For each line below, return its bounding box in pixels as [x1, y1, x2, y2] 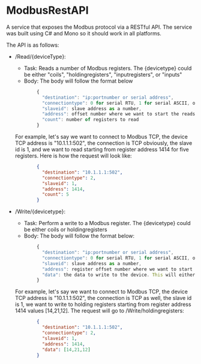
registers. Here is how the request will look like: [14, 152, 132, 159]
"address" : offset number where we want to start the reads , [41, 111, 198, 117]
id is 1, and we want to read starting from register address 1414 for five [14, 146, 189, 153]
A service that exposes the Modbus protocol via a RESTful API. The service [6, 23, 193, 31]
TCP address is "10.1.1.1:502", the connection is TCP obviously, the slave [14, 139, 193, 147]
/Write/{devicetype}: [14, 208, 66, 216]
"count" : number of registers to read [41, 117, 139, 123]
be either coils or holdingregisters [23, 226, 107, 233]
